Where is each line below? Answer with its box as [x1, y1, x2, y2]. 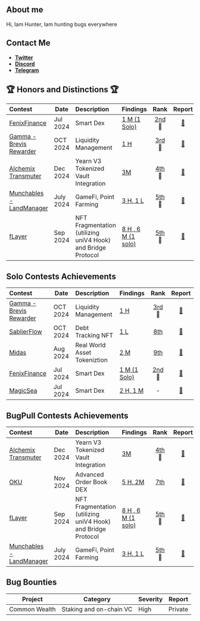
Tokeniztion [75, 356, 108, 364]
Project [21, 595, 43, 603]
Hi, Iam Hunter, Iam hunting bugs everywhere [6, 20, 117, 27]
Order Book [75, 478, 108, 486]
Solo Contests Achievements [6, 271, 116, 281]
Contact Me [6, 38, 51, 48]
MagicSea [9, 386, 37, 395]
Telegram [14, 66, 39, 73]
